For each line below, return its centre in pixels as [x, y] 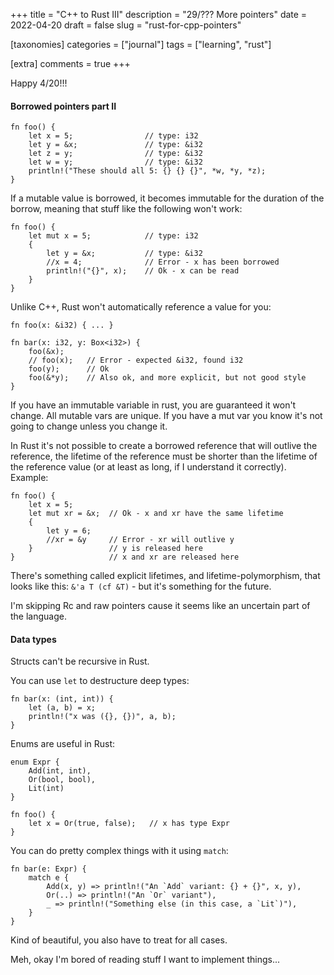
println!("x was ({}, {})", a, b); [102, 717]
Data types [33, 639]
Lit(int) [46, 789]
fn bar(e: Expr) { [48, 869]
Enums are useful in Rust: [63, 744]
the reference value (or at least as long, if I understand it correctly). [148, 467]
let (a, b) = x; [62, 708]
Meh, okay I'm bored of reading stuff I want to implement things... [145, 960]
